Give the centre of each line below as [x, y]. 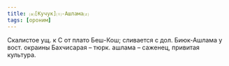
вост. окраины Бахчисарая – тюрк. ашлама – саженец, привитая [104, 47]
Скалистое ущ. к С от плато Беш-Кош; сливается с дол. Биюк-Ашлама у [115, 40]
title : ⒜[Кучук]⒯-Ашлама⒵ [48, 14]
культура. [22, 55]
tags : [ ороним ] [29, 20]
